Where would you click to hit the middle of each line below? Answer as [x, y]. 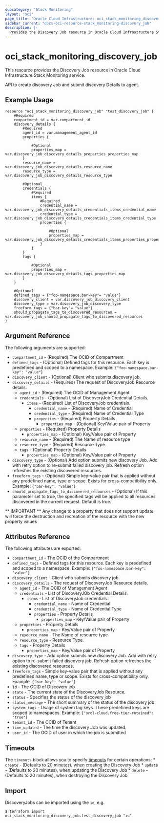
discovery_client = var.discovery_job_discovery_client [72, 299]
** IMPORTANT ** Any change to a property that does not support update [79, 511]
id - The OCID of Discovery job [43, 687]
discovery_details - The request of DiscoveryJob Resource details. [80, 583]
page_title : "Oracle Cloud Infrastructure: [50, 19]
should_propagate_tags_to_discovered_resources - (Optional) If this [80, 491]
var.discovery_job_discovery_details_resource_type [59, 175]
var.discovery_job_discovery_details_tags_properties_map [65, 274]
